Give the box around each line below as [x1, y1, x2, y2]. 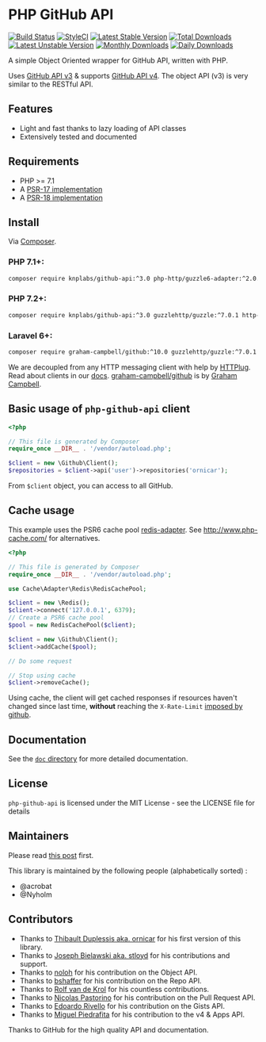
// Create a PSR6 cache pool [8, 614, 104, 622]
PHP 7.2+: [8, 293, 47, 305]
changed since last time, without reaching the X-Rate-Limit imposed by [8, 702, 243, 711]
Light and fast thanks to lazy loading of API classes [19, 123, 187, 132]
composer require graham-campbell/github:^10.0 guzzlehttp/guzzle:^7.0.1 [8, 348, 257, 356]
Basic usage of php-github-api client [8, 402, 191, 416]
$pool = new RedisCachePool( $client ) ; [8, 621, 136, 630]
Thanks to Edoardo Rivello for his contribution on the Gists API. [19, 1001, 226, 1010]
